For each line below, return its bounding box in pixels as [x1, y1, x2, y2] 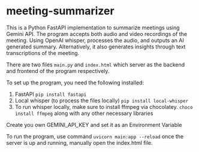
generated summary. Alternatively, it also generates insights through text [6, 43, 186, 50]
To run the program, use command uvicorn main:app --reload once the [6, 133, 184, 140]
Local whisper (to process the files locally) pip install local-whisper [14, 97, 189, 104]
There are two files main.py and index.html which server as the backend [6, 61, 185, 68]
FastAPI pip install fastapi [14, 90, 87, 98]
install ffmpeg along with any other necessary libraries [14, 110, 153, 117]
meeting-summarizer [6, 4, 115, 18]
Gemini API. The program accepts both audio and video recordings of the [6, 30, 188, 37]
